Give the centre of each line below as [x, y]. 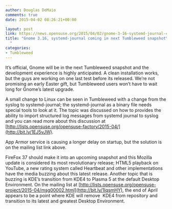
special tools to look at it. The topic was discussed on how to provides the [83, 110]
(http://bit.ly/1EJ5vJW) [29, 132]
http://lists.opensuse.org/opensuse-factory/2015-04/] [64, 126]
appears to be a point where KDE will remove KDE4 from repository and [81, 195]
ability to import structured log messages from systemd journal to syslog [82, 116]
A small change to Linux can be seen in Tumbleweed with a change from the [86, 99]
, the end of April [140, 190]
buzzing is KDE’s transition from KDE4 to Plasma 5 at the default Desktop [82, 179]
